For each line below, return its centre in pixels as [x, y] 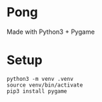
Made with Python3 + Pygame [51, 32]
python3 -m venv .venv [40, 79]
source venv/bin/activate [45, 85]
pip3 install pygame [37, 91]
